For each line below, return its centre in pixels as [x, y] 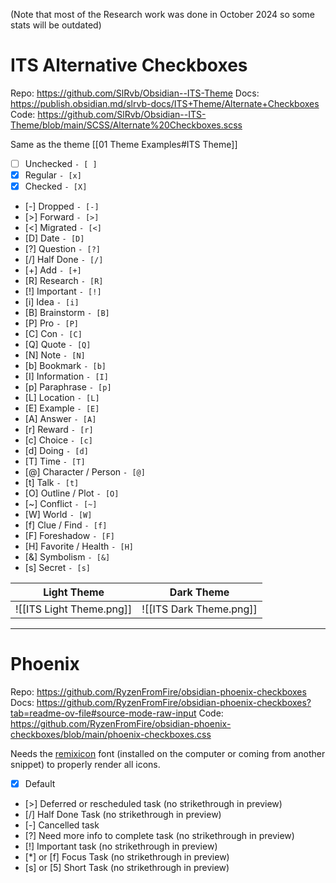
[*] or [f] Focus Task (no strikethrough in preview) [127, 857]
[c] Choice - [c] [58, 440]
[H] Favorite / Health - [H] [79, 546]
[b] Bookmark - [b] [65, 366]
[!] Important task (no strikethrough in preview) [121, 846]
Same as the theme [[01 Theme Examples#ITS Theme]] [124, 144]
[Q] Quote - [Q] [58, 345]
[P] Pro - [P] [51, 323]
